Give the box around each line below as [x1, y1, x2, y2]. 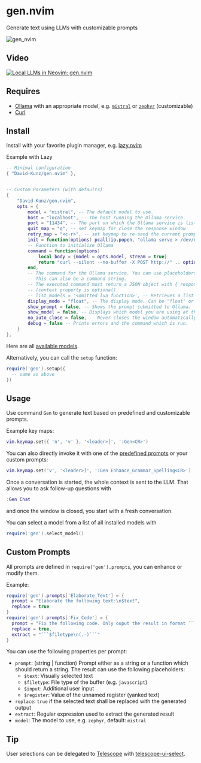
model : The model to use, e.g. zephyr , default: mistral [14, 717, 147, 724]
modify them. [6, 569, 39, 577]
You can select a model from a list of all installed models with [6, 518, 157, 526]
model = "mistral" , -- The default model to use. [28, 209, 154, 215]
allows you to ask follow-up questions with [6, 484, 112, 492]
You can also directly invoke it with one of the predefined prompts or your [6, 450, 188, 457]
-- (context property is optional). [28, 286, 119, 293]
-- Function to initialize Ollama [28, 242, 114, 248]
